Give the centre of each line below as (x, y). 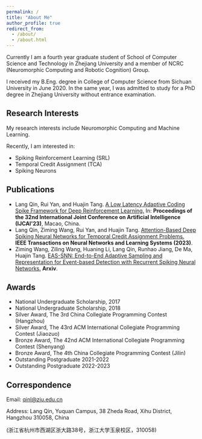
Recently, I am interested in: (41, 146)
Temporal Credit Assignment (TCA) (58, 164)
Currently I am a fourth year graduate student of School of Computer (92, 57)
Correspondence (39, 385)
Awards (21, 287)
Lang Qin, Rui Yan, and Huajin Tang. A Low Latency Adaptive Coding (100, 204)
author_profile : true (33, 23)
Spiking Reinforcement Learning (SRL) (62, 158)
